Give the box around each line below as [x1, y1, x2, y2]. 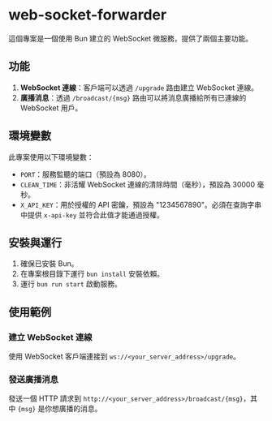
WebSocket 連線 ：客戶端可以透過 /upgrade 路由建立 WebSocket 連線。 [19, 83, 258, 92]
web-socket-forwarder [8, 6, 167, 24]
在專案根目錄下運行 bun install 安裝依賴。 [19, 269, 165, 279]
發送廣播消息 [8, 373, 59, 384]
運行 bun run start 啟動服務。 [19, 279, 122, 289]
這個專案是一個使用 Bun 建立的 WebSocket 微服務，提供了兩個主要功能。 [8, 33, 253, 43]
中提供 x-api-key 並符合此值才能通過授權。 [19, 209, 165, 220]
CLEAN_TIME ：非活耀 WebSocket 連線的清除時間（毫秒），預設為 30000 [19, 179, 256, 189]
